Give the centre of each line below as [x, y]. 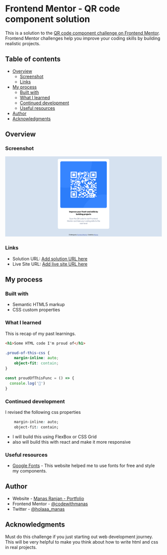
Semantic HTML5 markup [39, 305]
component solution [48, 19]
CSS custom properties [36, 310]
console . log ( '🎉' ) [28, 383]
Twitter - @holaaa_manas [39, 509]
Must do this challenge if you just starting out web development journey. [79, 537]
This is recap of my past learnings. [41, 333]
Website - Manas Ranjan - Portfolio [48, 498]
